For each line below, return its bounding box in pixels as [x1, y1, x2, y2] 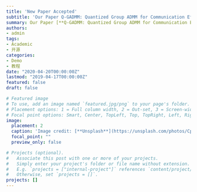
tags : [6, 36, 19, 42]
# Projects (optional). [6, 150, 64, 156]
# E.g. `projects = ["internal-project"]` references [6, 166, 145, 172]
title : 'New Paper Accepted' [6, 8, 77, 15]
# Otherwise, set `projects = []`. [6, 171, 98, 178]
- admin [6, 31, 25, 36]
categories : [6, 52, 35, 58]
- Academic [6, 42, 33, 48]
